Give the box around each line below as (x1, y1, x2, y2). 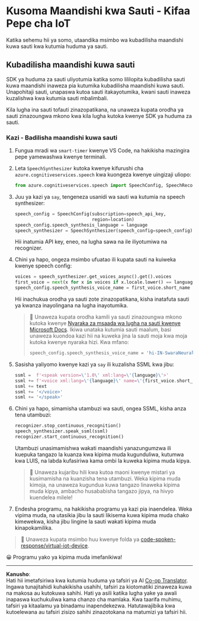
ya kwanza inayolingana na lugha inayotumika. (14, 302, 129, 309)
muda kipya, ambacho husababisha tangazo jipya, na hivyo (29, 488, 174, 495)
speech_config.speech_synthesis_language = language (14, 222, 148, 228)
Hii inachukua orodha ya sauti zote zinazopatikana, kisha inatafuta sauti (14, 295, 190, 303)
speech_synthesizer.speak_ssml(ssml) (14, 428, 108, 434)
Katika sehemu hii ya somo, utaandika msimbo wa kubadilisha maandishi (6, 36, 184, 43)
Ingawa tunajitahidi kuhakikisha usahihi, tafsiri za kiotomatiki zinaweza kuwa (6, 583, 192, 590)
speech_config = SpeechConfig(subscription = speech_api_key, (14, 211, 166, 217)
